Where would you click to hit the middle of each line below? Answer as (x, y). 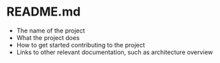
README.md (44, 12)
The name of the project (51, 30)
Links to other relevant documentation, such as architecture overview (114, 52)
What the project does (48, 37)
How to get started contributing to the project (80, 45)
